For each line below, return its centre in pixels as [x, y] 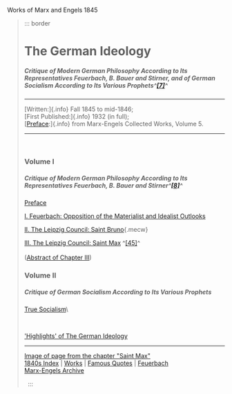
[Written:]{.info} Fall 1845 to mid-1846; [79, 109]
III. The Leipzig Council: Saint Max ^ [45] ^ [82, 243]
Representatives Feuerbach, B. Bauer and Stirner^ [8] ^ [103, 185]
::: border [37, 23]
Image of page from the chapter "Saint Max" [87, 355]
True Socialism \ [46, 309]
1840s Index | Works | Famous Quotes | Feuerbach [96, 363]
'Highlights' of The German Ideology [76, 336]
